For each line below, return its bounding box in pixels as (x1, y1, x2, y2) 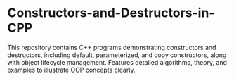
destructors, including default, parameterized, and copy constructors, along (7, 51, 227, 59)
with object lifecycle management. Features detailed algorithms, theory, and (7, 58, 227, 66)
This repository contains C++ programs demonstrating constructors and (7, 43, 216, 51)
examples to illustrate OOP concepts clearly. (7, 66, 136, 74)
